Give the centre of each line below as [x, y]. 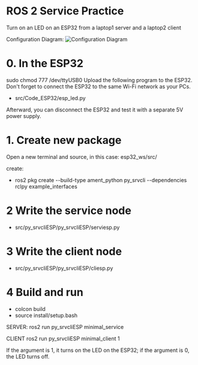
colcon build [30, 309]
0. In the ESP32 [45, 64]
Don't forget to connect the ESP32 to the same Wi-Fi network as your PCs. [98, 86]
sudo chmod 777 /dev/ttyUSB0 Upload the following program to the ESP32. [99, 80]
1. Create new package [64, 141]
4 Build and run [45, 292]
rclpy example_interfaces [46, 186]
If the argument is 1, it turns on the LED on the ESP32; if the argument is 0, [98, 350]
